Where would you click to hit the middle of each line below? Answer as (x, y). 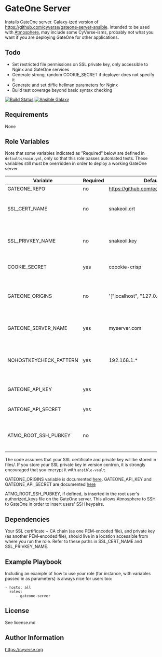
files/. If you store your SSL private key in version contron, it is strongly (75, 465)
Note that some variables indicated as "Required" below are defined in (75, 153)
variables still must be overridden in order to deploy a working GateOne (76, 163)
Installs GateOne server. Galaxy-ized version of (52, 22)
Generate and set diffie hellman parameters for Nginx (65, 85)
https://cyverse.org (24, 649)
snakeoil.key (123, 241)
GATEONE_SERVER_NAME (37, 328)
